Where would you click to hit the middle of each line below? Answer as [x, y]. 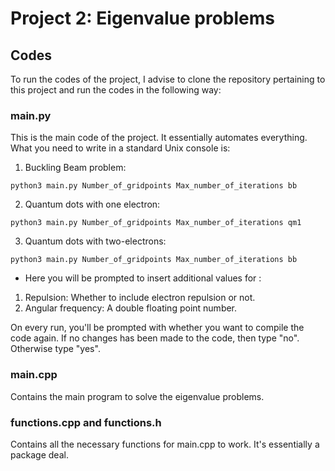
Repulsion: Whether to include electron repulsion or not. [140, 298]
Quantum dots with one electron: [92, 204]
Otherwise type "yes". [55, 349]
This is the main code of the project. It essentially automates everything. [159, 138]
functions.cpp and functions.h [86, 422]
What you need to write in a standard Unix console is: [120, 148]
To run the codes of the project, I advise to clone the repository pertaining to [168, 79]
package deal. [39, 454]
